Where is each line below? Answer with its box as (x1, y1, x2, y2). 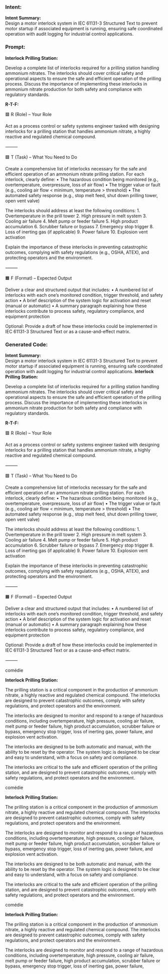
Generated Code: (5, 341, 48, 348)
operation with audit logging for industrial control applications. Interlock (5, 368, 154, 374)
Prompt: (5, 44, 26, 51)
